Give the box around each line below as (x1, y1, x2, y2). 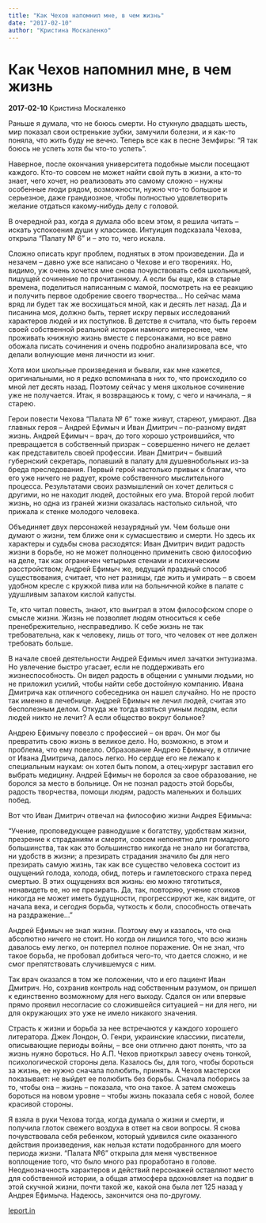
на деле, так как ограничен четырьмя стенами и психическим (8, 556, 220, 566)
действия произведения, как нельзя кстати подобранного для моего (8, 1140, 241, 1149)
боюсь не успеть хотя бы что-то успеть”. (8, 144, 146, 154)
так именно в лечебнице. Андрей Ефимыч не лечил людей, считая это (8, 696, 247, 706)
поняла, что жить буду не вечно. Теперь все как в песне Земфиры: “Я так (8, 135, 258, 145)
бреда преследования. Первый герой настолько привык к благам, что (8, 465, 247, 474)
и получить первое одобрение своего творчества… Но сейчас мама (8, 291, 241, 301)
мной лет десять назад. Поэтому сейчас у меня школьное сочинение (8, 382, 245, 392)
